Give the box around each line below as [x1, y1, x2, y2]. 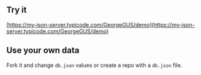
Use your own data [6, 45, 80, 55]
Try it [6, 5, 27, 15]
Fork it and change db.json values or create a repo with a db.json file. [6, 61, 183, 69]
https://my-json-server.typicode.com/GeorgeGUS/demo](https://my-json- [8, 21, 195, 28]
